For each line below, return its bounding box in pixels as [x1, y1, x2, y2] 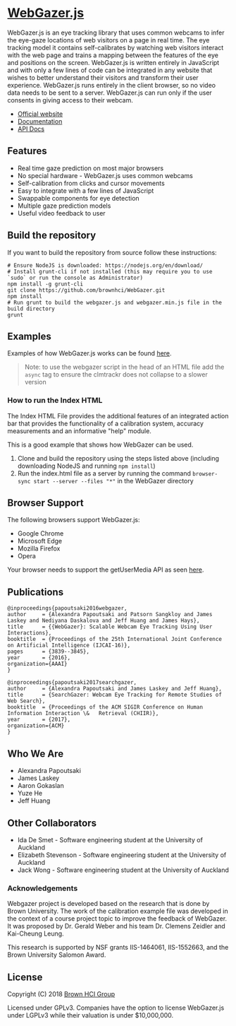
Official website [17, 110, 63, 118]
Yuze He [17, 789, 43, 798]
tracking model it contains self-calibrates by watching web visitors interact [7, 43, 224, 52]
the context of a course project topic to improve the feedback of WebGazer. [7, 914, 228, 923]
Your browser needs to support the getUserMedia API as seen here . [7, 565, 204, 574]
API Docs [17, 124, 44, 133]
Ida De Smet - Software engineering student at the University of [17, 835, 203, 844]
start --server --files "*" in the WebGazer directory [33, 476, 194, 485]
